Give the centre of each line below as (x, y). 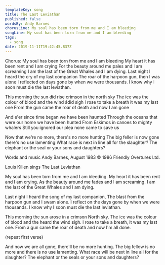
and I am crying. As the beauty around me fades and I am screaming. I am (80, 182)
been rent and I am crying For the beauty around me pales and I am (74, 66)
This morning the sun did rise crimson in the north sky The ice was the (77, 97)
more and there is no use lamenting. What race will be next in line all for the (82, 252)
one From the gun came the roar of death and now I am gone (67, 107)
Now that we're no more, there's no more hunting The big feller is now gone (82, 137)
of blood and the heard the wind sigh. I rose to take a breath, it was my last (81, 222)
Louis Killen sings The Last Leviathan (43, 167)
